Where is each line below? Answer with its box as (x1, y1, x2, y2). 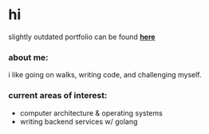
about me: (8, 52, 49, 63)
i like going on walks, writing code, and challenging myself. (8, 70, 202, 80)
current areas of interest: (8, 90, 108, 101)
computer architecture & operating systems (19, 108, 164, 117)
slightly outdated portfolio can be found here (8, 32, 156, 41)
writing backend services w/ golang (19, 116, 138, 126)
